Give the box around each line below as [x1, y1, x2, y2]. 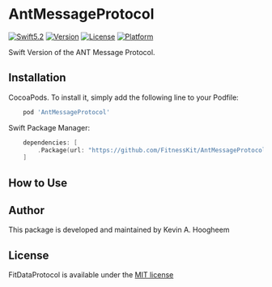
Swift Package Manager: [8, 122, 91, 132]
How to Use [8, 176, 68, 190]
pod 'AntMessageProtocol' [23, 108, 111, 116]
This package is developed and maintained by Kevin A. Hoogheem [8, 225, 230, 235]
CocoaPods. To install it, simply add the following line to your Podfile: [8, 92, 239, 102]
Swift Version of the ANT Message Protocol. [8, 47, 155, 57]
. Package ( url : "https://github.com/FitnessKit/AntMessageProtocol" [37, 146, 270, 154]
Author [8, 203, 45, 217]
